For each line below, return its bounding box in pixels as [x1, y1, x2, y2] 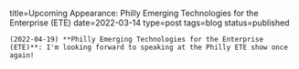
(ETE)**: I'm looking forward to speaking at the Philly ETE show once [9, 43, 288, 52]
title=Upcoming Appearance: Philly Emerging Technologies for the [9, 8, 259, 18]
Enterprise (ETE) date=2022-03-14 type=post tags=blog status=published [9, 17, 290, 28]
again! [9, 51, 35, 60]
